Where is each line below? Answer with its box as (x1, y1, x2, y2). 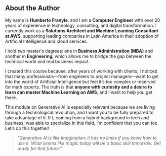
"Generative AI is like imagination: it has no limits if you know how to (17, 135, 157, 141)
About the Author (5, 4, 60, 12)
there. (5, 94, 17, 100)
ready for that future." (17, 145, 62, 151)
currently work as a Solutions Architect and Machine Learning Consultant (5, 27, 159, 34)
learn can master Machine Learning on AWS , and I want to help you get (5, 89, 153, 95)
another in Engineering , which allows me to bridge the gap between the (5, 53, 152, 59)
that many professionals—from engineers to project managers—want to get (5, 73, 159, 79)
